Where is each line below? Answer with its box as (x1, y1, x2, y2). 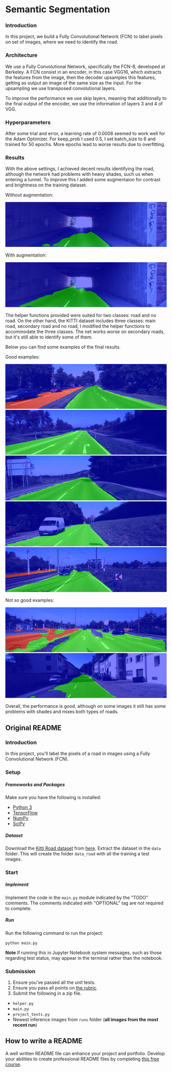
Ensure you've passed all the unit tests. (12, 979, 96, 985)
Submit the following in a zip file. (12, 990, 82, 997)
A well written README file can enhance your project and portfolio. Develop (5, 1050, 165, 1056)
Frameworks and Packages (5, 781, 65, 787)
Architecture (5, 52, 38, 59)
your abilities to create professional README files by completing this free (5, 1056, 160, 1062)
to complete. (5, 905, 32, 911)
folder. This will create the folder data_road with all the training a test (5, 850, 149, 856)
